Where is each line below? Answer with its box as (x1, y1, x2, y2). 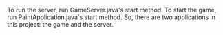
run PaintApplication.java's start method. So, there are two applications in (7, 13, 215, 21)
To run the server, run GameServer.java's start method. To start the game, (7, 6, 217, 14)
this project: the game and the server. (7, 21, 114, 28)
